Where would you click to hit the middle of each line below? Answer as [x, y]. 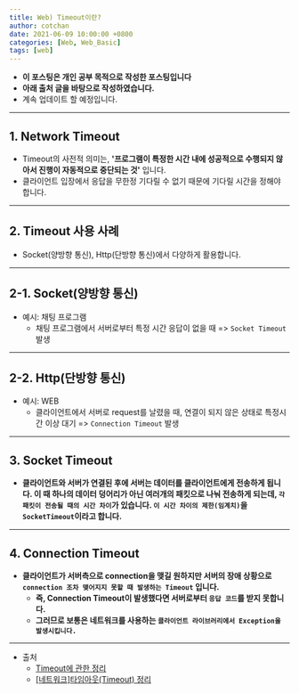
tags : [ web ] [31, 51]
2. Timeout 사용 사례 [64, 231]
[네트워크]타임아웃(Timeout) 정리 [93, 679]
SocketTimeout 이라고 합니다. [72, 517]
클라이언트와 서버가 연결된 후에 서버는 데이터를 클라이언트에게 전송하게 [143, 483]
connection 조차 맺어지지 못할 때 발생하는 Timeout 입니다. [121, 587]
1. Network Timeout [65, 136]
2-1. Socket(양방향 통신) [74, 294]
